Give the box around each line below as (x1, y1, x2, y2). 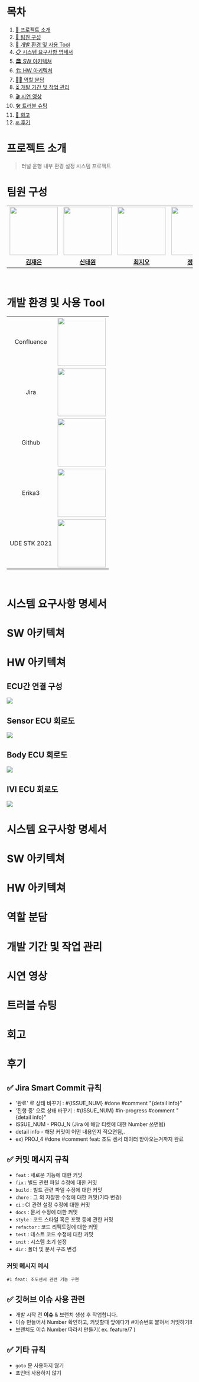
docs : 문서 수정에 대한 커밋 (15, 1208, 79, 1215)
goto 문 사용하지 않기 (15, 1361, 64, 1369)
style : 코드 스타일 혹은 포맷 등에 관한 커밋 (15, 1215, 114, 1223)
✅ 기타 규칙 (6, 1345, 46, 1355)
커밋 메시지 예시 (6, 1262, 49, 1270)
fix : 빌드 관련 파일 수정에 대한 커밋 (15, 1179, 97, 1186)
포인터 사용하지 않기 (15, 1369, 61, 1376)
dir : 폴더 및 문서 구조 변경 (15, 1245, 77, 1252)
